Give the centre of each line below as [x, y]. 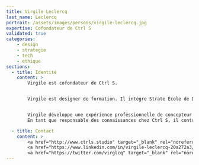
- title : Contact [33, 131]
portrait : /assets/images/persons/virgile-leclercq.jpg [76, 22]
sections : [18, 67]
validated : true [26, 34]
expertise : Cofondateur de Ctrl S [49, 28]
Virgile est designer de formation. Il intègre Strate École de [108, 99]
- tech [25, 56]
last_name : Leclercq [32, 17]
